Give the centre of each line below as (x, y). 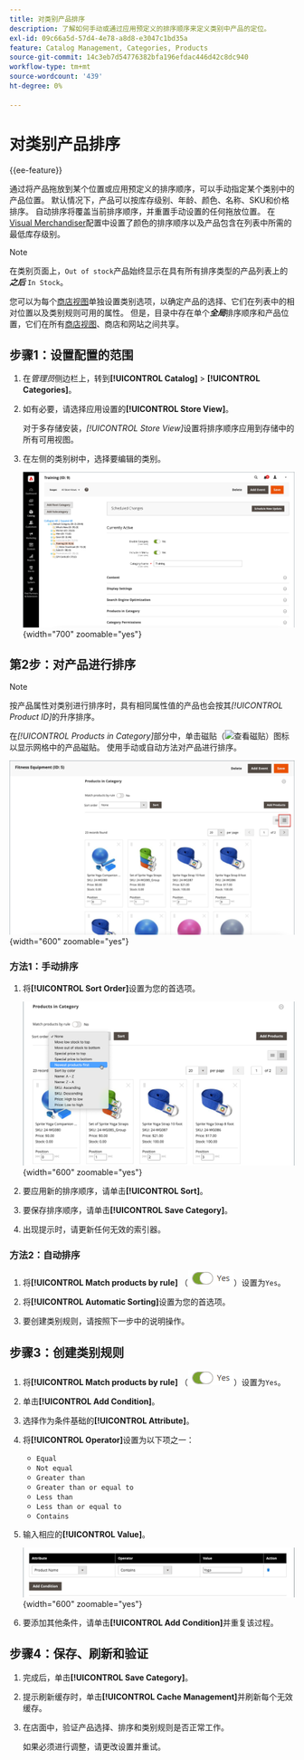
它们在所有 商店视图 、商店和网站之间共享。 (104, 324)
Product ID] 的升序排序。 (54, 717)
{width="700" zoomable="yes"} (82, 634)
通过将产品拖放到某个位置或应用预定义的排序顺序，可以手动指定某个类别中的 (152, 188)
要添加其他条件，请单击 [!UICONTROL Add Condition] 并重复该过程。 (150, 1622)
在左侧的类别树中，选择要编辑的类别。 (94, 459)
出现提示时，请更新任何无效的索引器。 (94, 1229)
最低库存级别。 (37, 234)
